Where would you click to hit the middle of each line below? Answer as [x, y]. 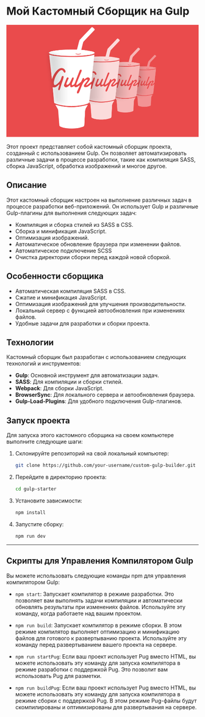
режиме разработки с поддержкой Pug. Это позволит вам [92, 669]
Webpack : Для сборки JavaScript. [59, 388]
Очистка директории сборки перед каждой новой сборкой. [93, 257]
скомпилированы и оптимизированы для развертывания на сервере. [106, 707]
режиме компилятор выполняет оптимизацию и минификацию [97, 632]
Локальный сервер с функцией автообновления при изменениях [100, 310]
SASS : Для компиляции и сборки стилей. [69, 382]
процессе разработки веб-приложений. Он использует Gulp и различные [102, 206]
